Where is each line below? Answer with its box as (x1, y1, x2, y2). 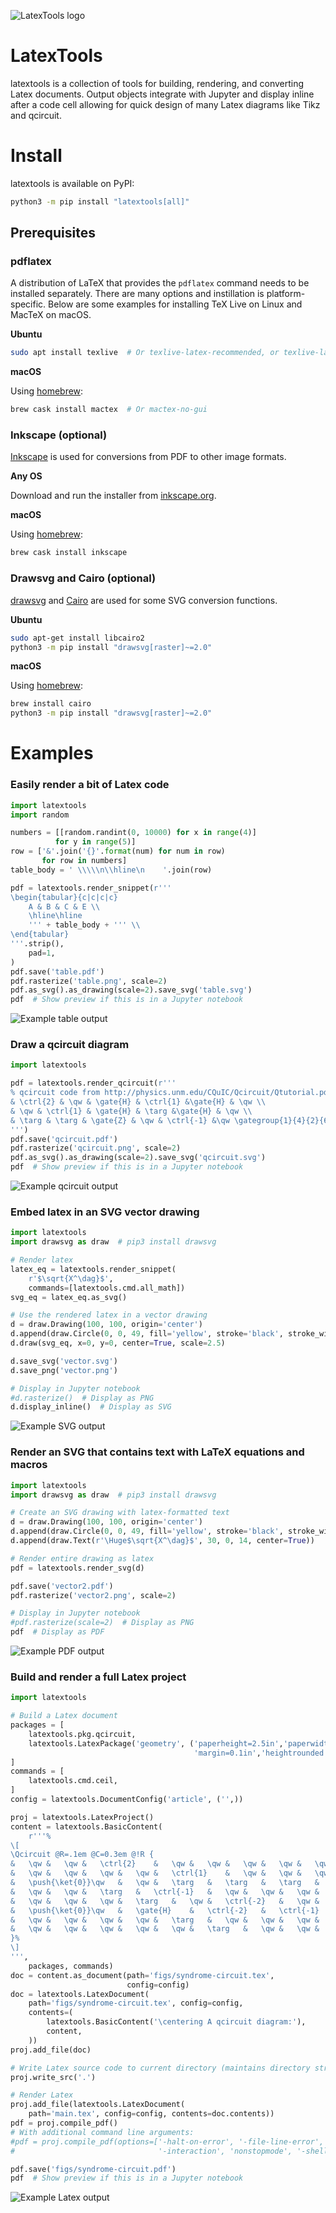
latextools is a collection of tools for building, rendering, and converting (10, 77, 305, 89)
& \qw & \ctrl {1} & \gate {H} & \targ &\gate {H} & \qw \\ (10, 1106, 253, 1116)
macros (10, 1458, 48, 1472)
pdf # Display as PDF (10, 1627, 105, 1637)
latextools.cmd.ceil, (28, 1776, 118, 1786)
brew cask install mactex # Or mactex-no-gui (10, 405, 208, 415)
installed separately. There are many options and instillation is (10, 288, 265, 300)
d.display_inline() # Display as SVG (10, 1402, 172, 1412)
